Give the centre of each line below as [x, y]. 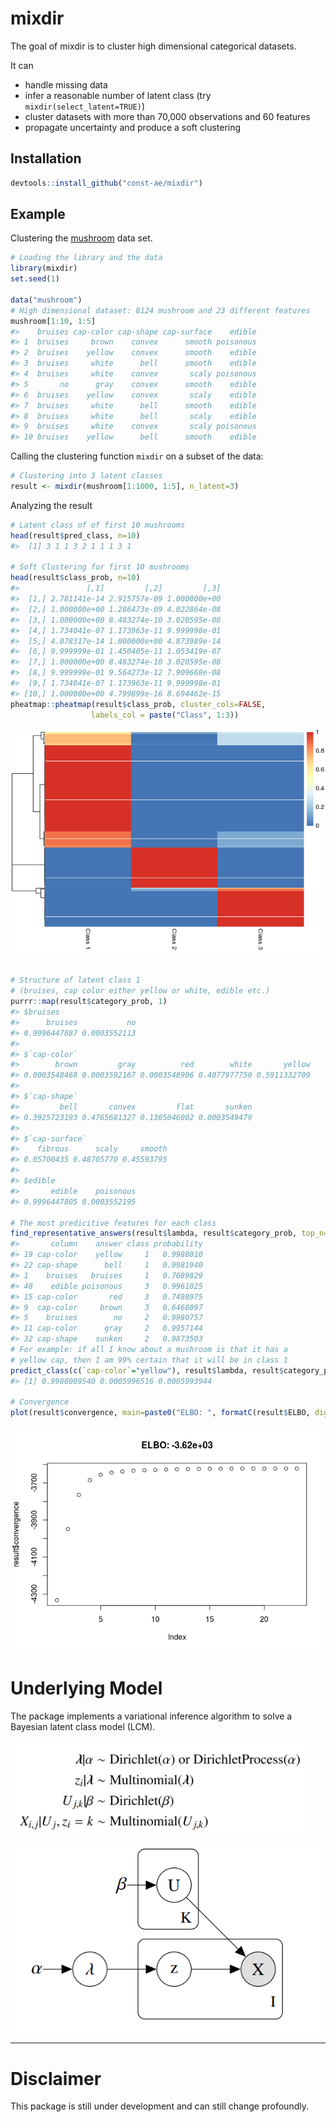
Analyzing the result [51, 505]
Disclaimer [56, 2078]
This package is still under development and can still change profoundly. [159, 2106]
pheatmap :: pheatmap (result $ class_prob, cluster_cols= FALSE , [138, 704]
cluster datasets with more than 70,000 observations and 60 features [167, 116]
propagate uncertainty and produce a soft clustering [133, 127]
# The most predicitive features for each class [113, 1223]
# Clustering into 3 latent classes [86, 476]
